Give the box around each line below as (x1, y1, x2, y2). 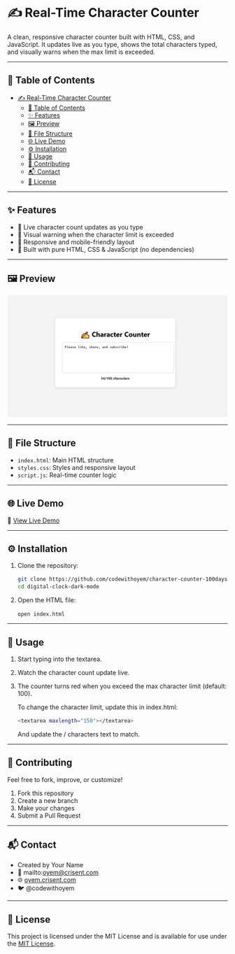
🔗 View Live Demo (7, 516, 60, 525)
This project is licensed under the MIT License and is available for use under (7, 932, 227, 941)
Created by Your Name (17, 861, 84, 869)
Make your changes (17, 804, 75, 812)
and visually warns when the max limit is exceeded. (7, 48, 155, 56)
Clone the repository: (17, 562, 79, 570)
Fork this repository (17, 789, 74, 797)
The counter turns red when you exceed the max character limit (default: (17, 682, 227, 690)
